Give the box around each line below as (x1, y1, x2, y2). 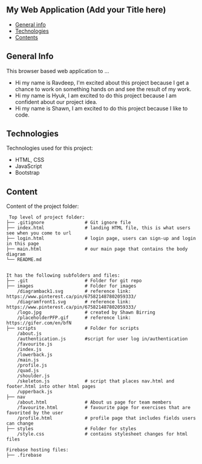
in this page (6, 241, 39, 247)
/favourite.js (17, 341, 53, 347)
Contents (15, 33, 38, 41)
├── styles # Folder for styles (6, 426, 137, 432)
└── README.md (6, 257, 42, 263)
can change (6, 420, 34, 427)
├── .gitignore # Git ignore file (6, 220, 131, 226)
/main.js (17, 357, 39, 363)
